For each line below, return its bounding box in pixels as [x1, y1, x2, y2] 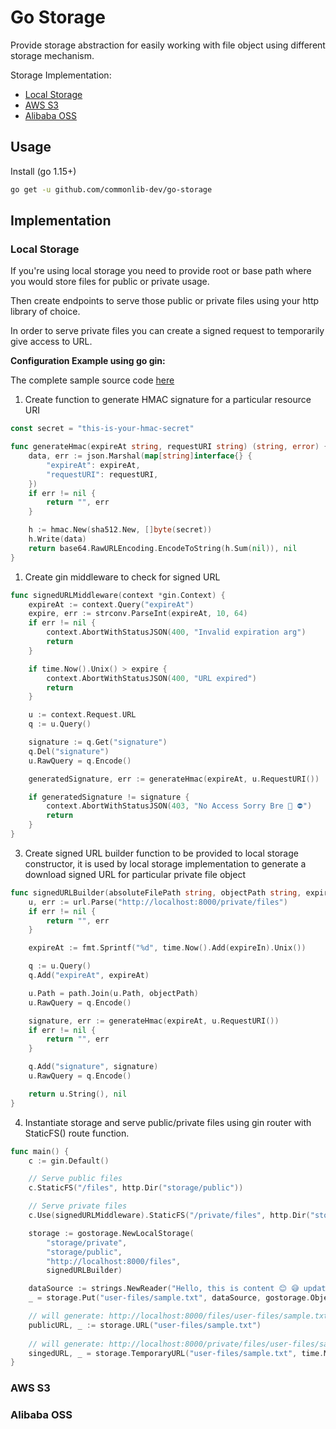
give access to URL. [10, 336, 93, 348]
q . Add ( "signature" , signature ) [28, 1062, 159, 1072]
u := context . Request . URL [28, 710, 137, 720]
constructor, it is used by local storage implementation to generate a [24, 857, 307, 870]
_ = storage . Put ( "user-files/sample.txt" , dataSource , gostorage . [28, 1293, 311, 1303]
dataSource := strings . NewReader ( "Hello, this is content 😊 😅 [28, 1284, 300, 1294]
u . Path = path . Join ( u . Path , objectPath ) [28, 988, 199, 998]
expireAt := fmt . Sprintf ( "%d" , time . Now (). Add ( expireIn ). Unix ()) [28, 943, 307, 953]
